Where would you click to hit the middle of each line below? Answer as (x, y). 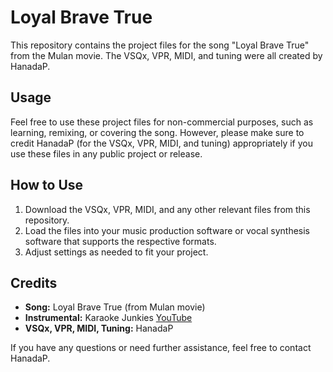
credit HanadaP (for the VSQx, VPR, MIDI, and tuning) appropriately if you (161, 143)
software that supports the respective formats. (120, 241)
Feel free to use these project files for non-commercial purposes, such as (162, 122)
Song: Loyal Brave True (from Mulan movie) (115, 307)
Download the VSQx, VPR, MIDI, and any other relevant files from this (167, 209)
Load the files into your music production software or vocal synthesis (167, 230)
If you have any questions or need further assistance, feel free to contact (161, 348)
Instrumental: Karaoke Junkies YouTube (108, 318)
